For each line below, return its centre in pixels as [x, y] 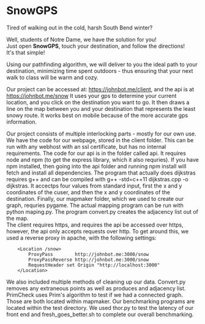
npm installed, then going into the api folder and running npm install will [96, 166]
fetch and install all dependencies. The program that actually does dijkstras [101, 173]
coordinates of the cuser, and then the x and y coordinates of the [88, 192]
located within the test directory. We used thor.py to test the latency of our [100, 307]
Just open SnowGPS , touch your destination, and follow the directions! [96, 46]
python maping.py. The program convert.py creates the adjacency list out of [102, 211]
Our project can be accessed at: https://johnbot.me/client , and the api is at [100, 89]
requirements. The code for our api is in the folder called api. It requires [96, 153]
